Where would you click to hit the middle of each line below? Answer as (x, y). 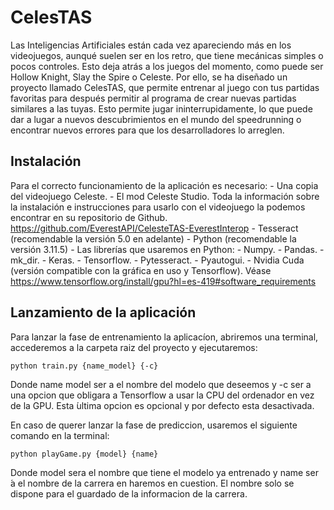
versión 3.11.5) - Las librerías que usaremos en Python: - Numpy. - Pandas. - (167, 249)
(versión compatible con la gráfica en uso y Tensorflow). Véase (141, 270)
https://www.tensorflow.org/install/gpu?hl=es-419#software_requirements (163, 281)
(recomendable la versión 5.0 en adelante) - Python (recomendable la (153, 238)
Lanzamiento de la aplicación (103, 312)
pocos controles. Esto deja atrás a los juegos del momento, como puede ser (167, 66)
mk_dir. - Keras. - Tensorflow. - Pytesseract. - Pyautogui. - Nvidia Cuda (157, 260)
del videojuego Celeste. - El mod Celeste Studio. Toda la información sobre (165, 196)
